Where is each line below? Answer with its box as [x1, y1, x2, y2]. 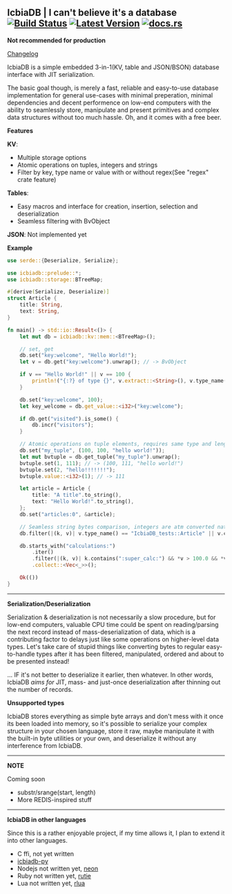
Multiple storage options [17, 153, 87, 161]
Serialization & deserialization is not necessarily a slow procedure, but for [7, 613, 216, 621]
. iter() [32, 549, 54, 556]
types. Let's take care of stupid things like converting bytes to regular [7, 642, 205, 650]
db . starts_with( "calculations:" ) [19, 542, 116, 549]
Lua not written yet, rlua [17, 879, 85, 887]
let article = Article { [19, 485, 91, 492]
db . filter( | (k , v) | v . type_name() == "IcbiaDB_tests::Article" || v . [19, 530, 224, 537]
